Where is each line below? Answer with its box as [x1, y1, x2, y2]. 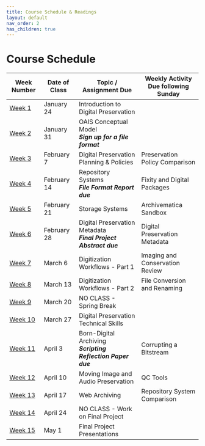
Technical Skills [79, 319, 124, 327]
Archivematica [141, 201, 183, 210]
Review [141, 266, 162, 275]
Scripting [79, 345, 107, 353]
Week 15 [9, 426, 35, 434]
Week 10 [9, 315, 35, 324]
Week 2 [9, 129, 32, 137]
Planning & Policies [79, 158, 134, 167]
